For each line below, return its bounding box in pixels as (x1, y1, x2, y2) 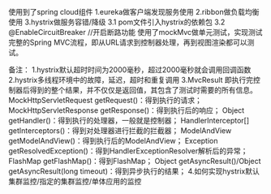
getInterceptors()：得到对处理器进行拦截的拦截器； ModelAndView (8, 126, 232, 136)
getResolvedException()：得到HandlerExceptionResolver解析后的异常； (8, 146, 248, 156)
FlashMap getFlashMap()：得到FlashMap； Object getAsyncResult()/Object (8, 157, 261, 166)
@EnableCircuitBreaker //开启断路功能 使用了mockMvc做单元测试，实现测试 (8, 28, 263, 37)
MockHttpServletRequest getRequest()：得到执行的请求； (8, 96, 203, 105)
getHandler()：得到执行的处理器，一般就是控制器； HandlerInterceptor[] (8, 116, 250, 125)
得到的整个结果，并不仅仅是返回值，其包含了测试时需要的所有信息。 (29, 85, 257, 95)
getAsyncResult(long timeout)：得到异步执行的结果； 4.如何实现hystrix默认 (8, 166, 260, 176)
